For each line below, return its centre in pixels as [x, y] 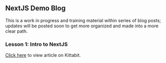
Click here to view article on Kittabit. [43, 55]
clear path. [16, 31]
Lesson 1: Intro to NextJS [37, 44]
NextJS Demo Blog [36, 8]
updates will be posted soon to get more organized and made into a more [82, 26]
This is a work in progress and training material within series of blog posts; [83, 20]
